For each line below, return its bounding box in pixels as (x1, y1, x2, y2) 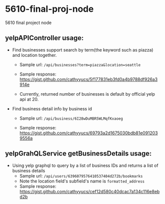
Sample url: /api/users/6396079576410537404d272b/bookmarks (19, 173, 143, 178)
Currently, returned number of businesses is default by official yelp (19, 91, 156, 97)
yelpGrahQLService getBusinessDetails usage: (5, 150, 152, 158)
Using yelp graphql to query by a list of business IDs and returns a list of (12, 162, 159, 168)
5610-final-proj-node (5, 3, 94, 15)
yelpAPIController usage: (5, 34, 84, 42)
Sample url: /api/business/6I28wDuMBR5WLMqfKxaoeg (19, 115, 123, 121)
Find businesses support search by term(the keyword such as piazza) (12, 47, 154, 52)
